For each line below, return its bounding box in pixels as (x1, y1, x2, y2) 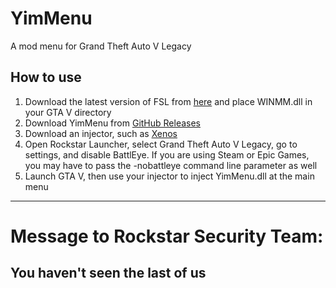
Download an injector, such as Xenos (24, 127, 178, 139)
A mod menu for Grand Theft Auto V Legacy (10, 40, 192, 52)
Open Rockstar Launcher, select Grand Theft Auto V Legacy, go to (24, 138, 298, 150)
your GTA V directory (24, 106, 112, 118)
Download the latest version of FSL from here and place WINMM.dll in (24, 95, 313, 107)
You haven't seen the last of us (10, 265, 207, 282)
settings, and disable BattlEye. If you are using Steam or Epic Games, (24, 148, 310, 161)
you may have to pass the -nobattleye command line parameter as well (24, 159, 318, 171)
